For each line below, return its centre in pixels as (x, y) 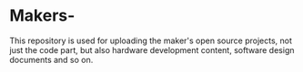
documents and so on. (51, 59)
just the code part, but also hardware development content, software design (152, 49)
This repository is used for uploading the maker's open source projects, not (151, 40)
